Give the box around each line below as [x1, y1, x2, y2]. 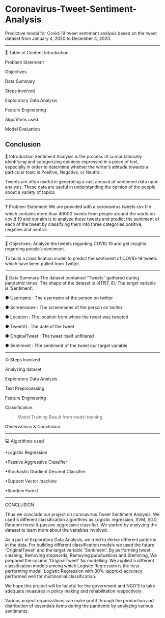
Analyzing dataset [5, 366, 42, 372]
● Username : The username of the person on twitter [5, 295, 113, 301]
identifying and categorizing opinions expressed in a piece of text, [5, 159, 139, 165]
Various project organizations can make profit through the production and [5, 597, 154, 603]
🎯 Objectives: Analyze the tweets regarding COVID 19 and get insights [5, 240, 146, 246]
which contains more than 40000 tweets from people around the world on [5, 210, 155, 216]
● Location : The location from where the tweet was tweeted [5, 314, 129, 320]
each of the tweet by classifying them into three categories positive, [5, 221, 143, 227]
